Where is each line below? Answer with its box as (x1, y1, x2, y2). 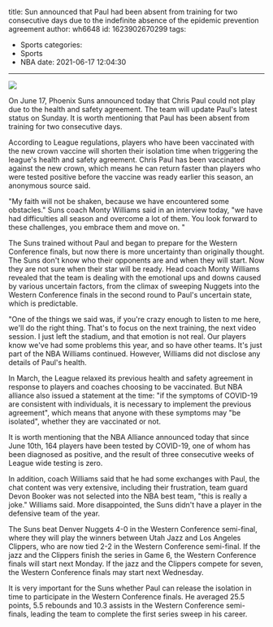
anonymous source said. (8, 181, 91, 190)
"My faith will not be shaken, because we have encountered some (8, 197, 230, 206)
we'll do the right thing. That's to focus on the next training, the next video (8, 323, 257, 333)
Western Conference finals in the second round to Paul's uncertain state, (8, 290, 253, 299)
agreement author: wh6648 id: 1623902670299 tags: (8, 24, 187, 33)
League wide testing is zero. (8, 459, 103, 468)
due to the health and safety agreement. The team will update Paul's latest (8, 105, 258, 114)
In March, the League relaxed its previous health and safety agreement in (8, 373, 253, 383)
